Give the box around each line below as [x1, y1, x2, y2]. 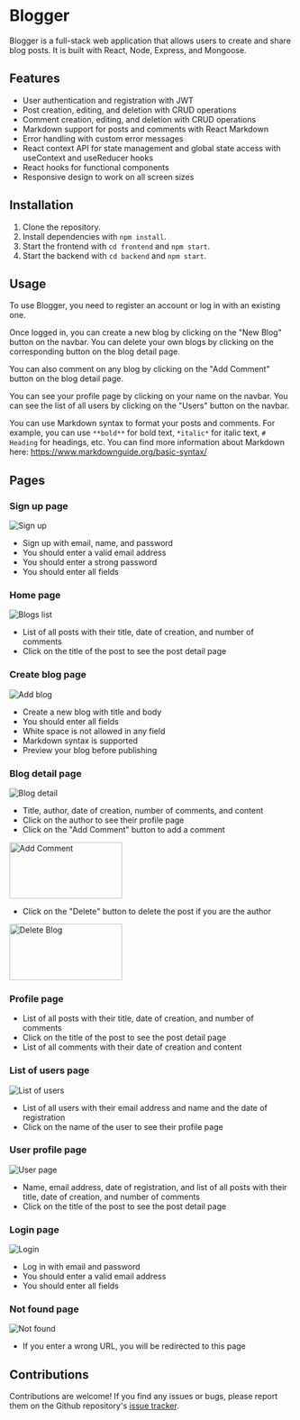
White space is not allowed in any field [22, 725, 166, 736]
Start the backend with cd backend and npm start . [22, 250, 207, 261]
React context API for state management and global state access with [22, 142, 281, 153]
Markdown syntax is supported [22, 735, 138, 746]
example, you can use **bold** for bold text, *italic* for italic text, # [9, 427, 267, 438]
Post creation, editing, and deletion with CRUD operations [22, 105, 237, 115]
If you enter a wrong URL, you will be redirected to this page [22, 1341, 246, 1352]
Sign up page [9, 499, 68, 512]
